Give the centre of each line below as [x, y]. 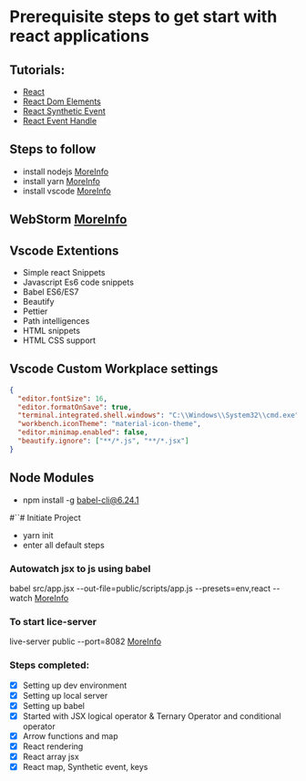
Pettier [35, 311]
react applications [80, 36]
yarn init [38, 535]
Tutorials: [37, 70]
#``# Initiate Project [46, 517]
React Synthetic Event [64, 111]
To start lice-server [53, 621]
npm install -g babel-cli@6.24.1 [81, 500]
